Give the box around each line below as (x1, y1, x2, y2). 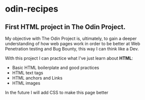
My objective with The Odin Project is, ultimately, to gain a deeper (5, 35, 137, 41)
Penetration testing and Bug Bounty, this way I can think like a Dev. (5, 46, 139, 51)
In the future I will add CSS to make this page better (5, 90, 109, 95)
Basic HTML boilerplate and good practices (12, 65, 99, 70)
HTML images (12, 80, 40, 86)
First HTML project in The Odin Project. (5, 23, 126, 31)
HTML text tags (12, 70, 43, 76)
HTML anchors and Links (12, 75, 63, 81)
